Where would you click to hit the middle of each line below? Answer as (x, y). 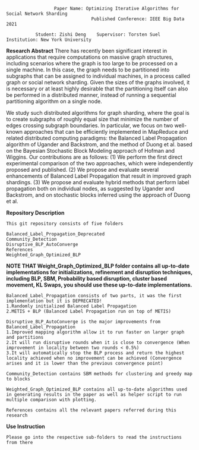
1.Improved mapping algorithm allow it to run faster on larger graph (95, 332)
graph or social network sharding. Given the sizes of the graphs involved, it (98, 82)
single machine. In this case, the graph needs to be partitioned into (88, 70)
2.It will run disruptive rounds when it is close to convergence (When (98, 342)
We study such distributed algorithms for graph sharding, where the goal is (98, 113)
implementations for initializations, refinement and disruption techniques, (99, 272)
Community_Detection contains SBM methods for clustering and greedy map (99, 374)
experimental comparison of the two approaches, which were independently (99, 163)
